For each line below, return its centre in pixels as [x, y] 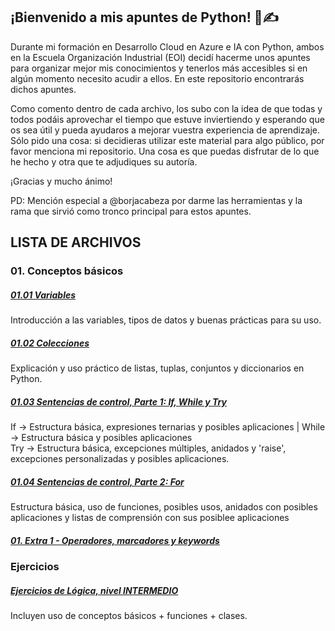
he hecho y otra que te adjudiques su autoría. [104, 161]
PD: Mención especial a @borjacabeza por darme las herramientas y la [156, 200]
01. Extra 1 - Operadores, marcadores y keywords [115, 540]
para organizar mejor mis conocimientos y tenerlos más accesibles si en [159, 68]
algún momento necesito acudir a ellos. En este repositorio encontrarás [157, 78]
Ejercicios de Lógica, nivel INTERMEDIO [94, 590]
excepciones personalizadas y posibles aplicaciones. [120, 459]
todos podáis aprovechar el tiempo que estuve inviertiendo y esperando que [167, 119]
